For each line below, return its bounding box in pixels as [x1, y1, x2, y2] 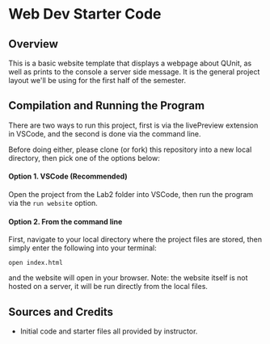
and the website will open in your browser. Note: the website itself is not [8, 273, 248, 283]
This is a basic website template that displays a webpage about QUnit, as [8, 58, 252, 68]
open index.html [8, 259, 63, 267]
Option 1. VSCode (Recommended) [8, 171, 128, 182]
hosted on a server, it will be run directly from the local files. [8, 282, 209, 292]
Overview [8, 37, 59, 51]
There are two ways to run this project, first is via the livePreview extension [8, 120, 259, 130]
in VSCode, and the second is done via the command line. [8, 128, 201, 138]
